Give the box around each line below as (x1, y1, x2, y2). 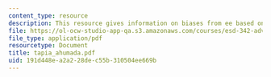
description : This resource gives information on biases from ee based (8, 19, 254, 27)
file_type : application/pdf (8, 34, 103, 43)
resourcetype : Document (8, 42, 89, 50)
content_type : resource (8, 11, 89, 20)
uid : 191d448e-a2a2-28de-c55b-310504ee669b (8, 57, 157, 65)
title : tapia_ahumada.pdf (8, 49, 95, 57)
